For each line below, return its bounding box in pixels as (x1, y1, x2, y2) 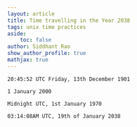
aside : (7, 30, 27, 37)
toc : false (20, 37, 52, 44)
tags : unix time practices (7, 23, 86, 30)
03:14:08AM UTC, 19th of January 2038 (7, 112, 121, 120)
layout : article (7, 10, 55, 18)
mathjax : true (7, 56, 49, 64)
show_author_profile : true (7, 50, 86, 57)
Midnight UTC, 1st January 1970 (7, 100, 102, 107)
